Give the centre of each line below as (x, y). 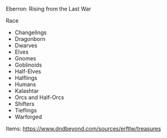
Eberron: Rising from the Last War (49, 9)
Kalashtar (27, 91)
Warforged (28, 117)
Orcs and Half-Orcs (39, 97)
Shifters (25, 104)
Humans (25, 84)
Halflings (26, 78)
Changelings (31, 32)
